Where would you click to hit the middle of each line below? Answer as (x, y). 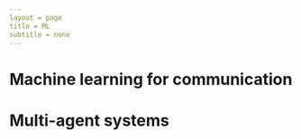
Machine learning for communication (151, 79)
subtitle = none (40, 34)
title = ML (30, 26)
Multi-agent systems (89, 120)
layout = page (36, 18)
